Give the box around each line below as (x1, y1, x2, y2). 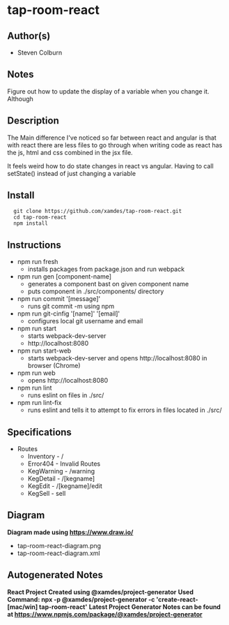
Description (7, 115, 59, 127)
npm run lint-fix (17, 399, 62, 407)
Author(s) (7, 30, 51, 42)
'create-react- (156, 595, 198, 603)
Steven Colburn (17, 48, 63, 57)
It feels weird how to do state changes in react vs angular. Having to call (7, 161, 214, 170)
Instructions (7, 239, 61, 251)
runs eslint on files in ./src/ (27, 391, 104, 399)
